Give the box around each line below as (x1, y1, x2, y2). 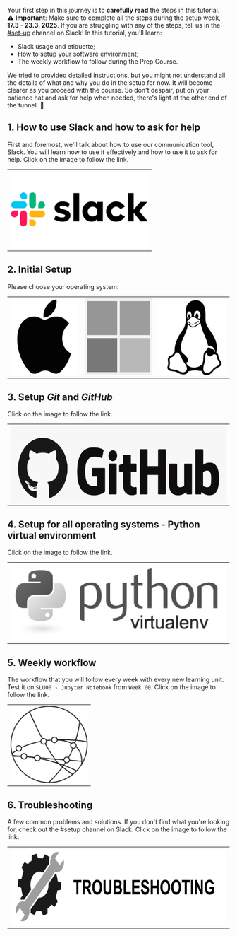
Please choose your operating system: (7, 282, 119, 291)
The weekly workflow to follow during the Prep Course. (17, 57, 178, 66)
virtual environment (7, 530, 97, 542)
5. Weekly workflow (7, 657, 97, 669)
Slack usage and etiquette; (17, 42, 96, 50)
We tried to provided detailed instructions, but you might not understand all (7, 71, 226, 79)
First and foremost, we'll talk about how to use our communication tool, (7, 140, 214, 148)
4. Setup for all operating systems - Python (7, 518, 200, 530)
